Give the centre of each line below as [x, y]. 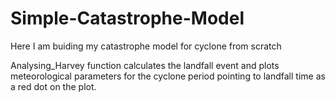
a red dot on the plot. [53, 86]
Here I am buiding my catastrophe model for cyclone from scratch [146, 46]
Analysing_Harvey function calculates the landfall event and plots [145, 65]
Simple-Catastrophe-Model [127, 18]
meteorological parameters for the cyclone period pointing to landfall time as [168, 76]
